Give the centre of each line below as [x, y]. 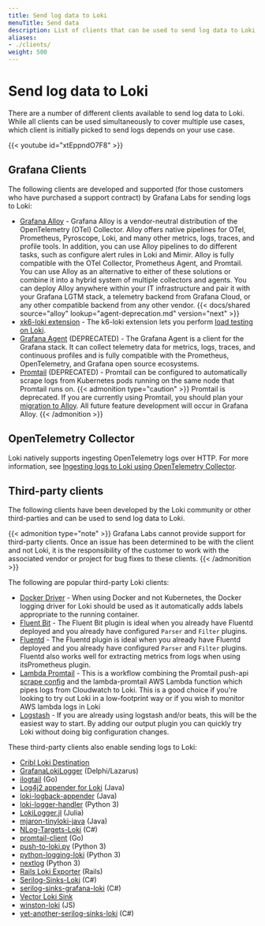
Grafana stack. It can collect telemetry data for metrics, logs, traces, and [137, 347]
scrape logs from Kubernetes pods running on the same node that [127, 381]
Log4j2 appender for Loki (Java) [72, 788]
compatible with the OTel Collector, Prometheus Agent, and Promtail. [131, 263]
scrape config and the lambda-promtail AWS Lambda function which [131, 682]
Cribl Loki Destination [54, 763]
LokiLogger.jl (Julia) [52, 813]
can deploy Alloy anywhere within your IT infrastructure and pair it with [135, 288]
